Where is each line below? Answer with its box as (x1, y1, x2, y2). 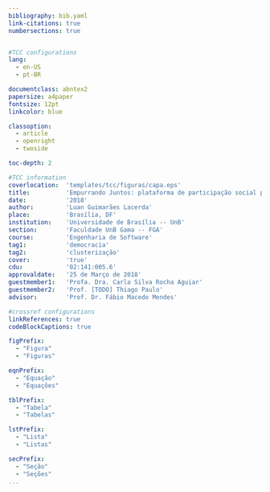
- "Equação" (15, 374, 56, 382)
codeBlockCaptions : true (8, 322, 92, 330)
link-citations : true (8, 19, 81, 27)
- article (15, 129, 48, 137)
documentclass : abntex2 (8, 85, 88, 93)
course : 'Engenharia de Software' (8, 233, 153, 241)
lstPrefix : (8, 425, 45, 434)
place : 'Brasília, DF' (8, 211, 117, 219)
